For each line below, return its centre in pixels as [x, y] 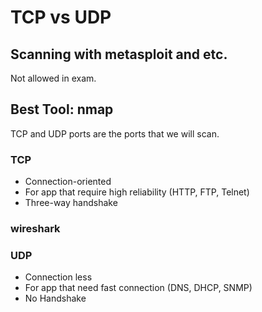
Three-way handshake [71, 203]
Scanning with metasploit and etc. [119, 54]
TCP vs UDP [61, 17]
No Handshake [55, 298]
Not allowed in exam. [53, 78]
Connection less [58, 277]
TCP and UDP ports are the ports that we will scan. [115, 133]
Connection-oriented [68, 182]
